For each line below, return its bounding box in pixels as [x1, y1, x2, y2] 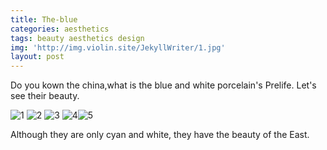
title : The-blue [10, 14, 78, 25]
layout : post [10, 52, 65, 62]
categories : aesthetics [10, 24, 110, 34]
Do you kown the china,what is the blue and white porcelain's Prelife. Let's [10, 79, 317, 91]
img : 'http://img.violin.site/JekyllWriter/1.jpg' [10, 42, 226, 53]
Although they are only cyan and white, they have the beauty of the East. [10, 129, 310, 141]
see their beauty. [10, 90, 80, 102]
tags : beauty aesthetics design [10, 33, 145, 43]
